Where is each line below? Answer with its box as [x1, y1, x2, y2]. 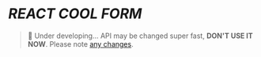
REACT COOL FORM [8, 5, 142, 23]
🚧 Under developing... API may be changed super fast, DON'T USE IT [27, 31, 253, 40]
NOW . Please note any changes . [27, 39, 134, 48]
